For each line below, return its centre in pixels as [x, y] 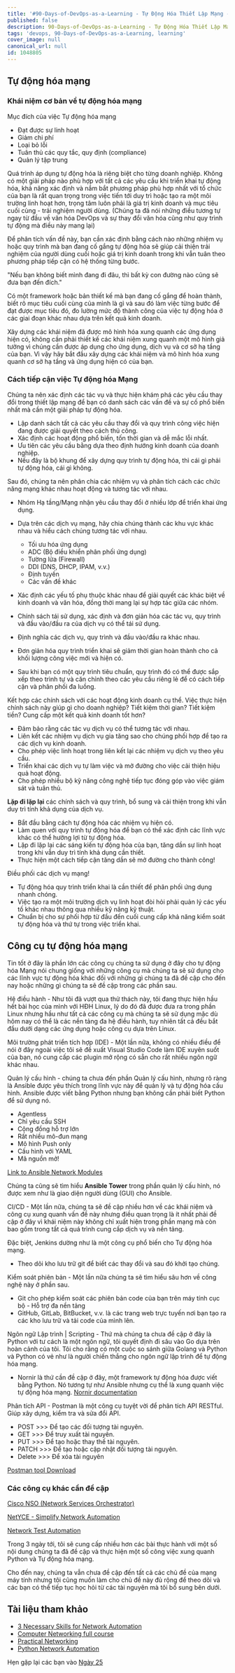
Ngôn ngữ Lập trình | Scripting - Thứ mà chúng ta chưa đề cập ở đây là [109, 1333]
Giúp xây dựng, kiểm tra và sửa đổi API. [64, 1413]
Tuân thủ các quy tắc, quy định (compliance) [82, 152]
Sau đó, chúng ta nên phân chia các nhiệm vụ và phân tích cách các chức [114, 481]
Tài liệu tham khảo [48, 1610]
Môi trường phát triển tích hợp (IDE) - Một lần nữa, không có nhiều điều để [114, 1042]
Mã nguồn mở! [38, 1158]
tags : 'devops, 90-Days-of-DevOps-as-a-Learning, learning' [97, 33]
